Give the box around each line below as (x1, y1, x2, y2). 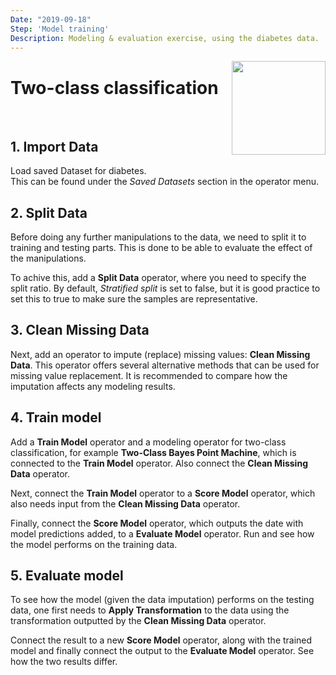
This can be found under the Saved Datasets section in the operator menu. (10, 176, 320, 188)
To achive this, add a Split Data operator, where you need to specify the (10, 271, 307, 283)
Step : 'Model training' (10, 24, 110, 34)
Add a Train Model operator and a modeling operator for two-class (10, 436, 287, 448)
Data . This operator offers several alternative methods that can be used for (10, 359, 320, 371)
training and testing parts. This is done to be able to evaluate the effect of (10, 241, 313, 253)
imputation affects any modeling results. (10, 380, 176, 392)
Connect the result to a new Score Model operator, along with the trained (10, 634, 313, 646)
